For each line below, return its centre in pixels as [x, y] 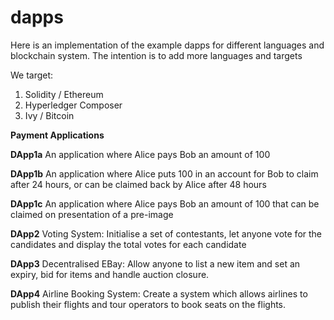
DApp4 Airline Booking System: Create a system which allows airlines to [159, 293]
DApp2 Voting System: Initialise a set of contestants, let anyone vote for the [166, 233]
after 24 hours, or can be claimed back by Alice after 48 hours [138, 184]
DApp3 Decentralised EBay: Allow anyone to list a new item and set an [155, 263]
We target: [32, 75]
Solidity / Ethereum [64, 94]
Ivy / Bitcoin [49, 115]
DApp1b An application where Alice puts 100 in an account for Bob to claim [164, 173]
